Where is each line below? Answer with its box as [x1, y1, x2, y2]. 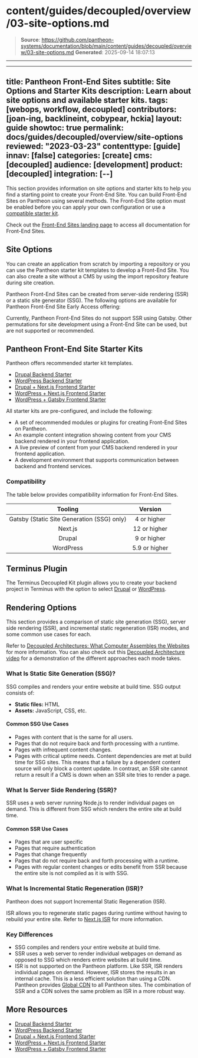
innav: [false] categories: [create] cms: [6, 150, 153, 160]
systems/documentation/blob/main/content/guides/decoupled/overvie [20, 42, 192, 50]
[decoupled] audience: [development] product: [6, 160, 183, 170]
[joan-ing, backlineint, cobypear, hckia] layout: [6, 114, 182, 124]
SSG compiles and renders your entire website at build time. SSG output [6, 683, 181, 690]
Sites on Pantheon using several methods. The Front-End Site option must [6, 197, 186, 204]
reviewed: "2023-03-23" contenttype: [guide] [6, 142, 181, 152]
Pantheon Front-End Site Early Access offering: [6, 303, 121, 310]
